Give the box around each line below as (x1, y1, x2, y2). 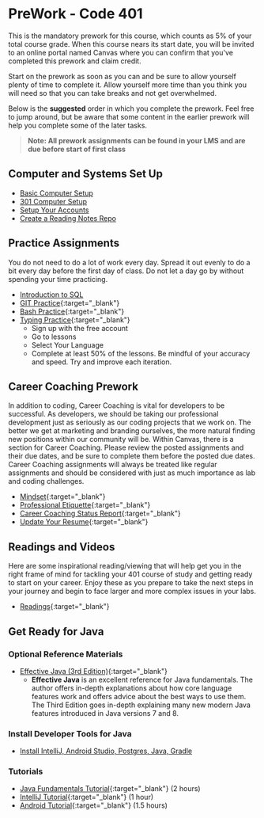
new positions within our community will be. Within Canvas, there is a (8, 435, 234, 444)
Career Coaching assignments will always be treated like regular (8, 460, 217, 470)
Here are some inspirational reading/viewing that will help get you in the (8, 561, 242, 571)
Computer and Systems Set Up (8, 167, 164, 181)
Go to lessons (31, 332, 77, 341)
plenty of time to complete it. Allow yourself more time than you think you (8, 80, 247, 89)
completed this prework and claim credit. (8, 56, 141, 66)
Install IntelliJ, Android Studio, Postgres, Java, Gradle (19, 746, 192, 756)
